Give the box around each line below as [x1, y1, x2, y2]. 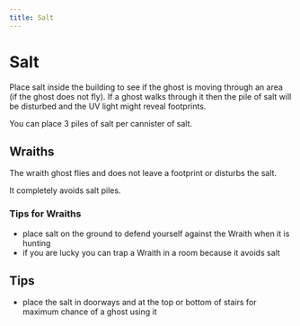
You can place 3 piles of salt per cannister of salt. [9, 118, 193, 128]
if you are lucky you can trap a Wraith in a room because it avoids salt [22, 247, 280, 258]
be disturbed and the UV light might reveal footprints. [9, 101, 207, 111]
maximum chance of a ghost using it [22, 306, 157, 317]
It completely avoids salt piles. [9, 185, 121, 196]
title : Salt [9, 13, 54, 22]
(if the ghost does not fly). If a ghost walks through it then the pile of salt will [9, 91, 292, 101]
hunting [22, 237, 51, 248]
